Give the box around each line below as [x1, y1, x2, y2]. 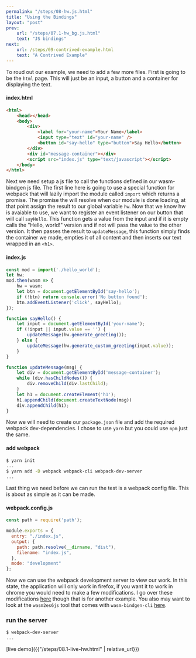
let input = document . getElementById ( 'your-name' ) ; [16, 321, 145, 327]
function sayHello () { [6, 315, 61, 322]
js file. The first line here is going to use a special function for [27, 184, 175, 191]
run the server [6, 616, 48, 625]
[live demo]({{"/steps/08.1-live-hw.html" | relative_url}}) [6, 646, 139, 653]
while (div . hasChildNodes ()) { [16, 375, 93, 382]
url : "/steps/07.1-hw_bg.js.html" [16, 31, 101, 36]
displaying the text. [6, 80, 52, 88]
